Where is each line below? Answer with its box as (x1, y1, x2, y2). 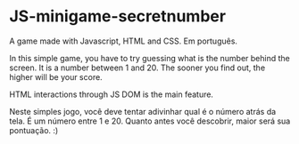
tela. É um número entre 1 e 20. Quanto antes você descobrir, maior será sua (9, 116, 291, 126)
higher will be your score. (9, 71, 103, 82)
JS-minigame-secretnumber (9, 6, 226, 27)
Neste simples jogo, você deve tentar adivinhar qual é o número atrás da (9, 106, 277, 116)
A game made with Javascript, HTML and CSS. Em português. (9, 36, 238, 46)
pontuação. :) (9, 124, 59, 135)
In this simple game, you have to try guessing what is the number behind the (9, 52, 290, 63)
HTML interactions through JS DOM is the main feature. (9, 89, 214, 100)
